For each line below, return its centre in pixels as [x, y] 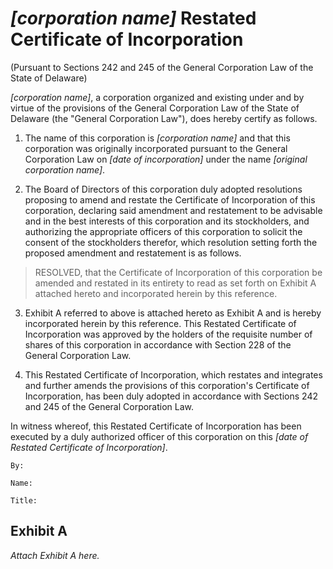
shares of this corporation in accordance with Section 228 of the [158, 344]
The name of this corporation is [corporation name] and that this [157, 138]
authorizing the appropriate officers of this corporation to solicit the [163, 231]
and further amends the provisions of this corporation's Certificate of [167, 385]
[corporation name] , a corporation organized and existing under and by [157, 97]
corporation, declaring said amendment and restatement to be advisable [173, 210]
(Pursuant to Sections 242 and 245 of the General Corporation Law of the [162, 67]
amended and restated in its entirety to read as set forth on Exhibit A [175, 283]
